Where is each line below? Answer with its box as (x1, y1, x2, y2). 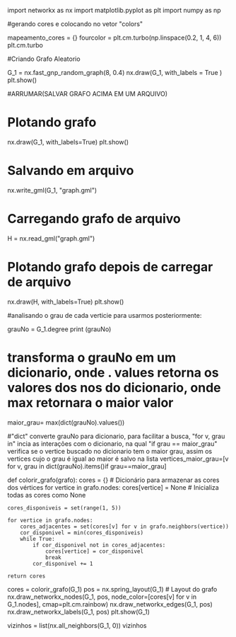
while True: (20, 535, 55, 542)
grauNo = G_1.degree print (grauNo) (7, 325, 112, 333)
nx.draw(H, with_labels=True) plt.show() (7, 297, 124, 306)
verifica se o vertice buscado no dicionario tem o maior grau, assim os (7, 447, 213, 455)
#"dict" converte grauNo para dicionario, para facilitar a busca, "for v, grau (7, 432, 225, 440)
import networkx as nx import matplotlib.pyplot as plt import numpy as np (7, 6, 221, 14)
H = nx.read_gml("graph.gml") (7, 234, 95, 243)
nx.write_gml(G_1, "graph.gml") (7, 185, 98, 194)
